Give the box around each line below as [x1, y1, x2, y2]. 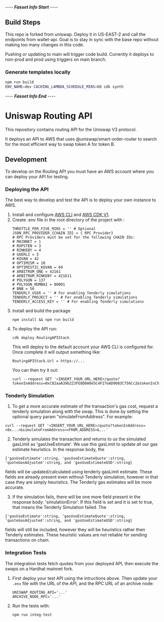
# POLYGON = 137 [12, 278, 46, 283]
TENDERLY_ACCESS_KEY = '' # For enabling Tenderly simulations [12, 299, 144, 304]
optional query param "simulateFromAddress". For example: [12, 414, 133, 420]
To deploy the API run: [12, 326, 57, 332]
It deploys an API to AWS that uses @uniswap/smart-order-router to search [5, 136, 157, 142]
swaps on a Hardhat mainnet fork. [5, 566, 73, 572]
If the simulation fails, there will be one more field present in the [12, 494, 141, 500]
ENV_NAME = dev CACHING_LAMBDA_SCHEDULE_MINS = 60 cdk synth [5, 84, 124, 89]
